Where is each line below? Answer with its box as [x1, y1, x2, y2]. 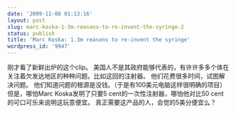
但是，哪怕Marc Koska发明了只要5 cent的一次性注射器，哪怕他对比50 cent [7, 89, 224, 98]
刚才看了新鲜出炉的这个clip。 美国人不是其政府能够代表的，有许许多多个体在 [7, 63, 230, 71]
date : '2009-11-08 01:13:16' [7, 10, 93, 18]
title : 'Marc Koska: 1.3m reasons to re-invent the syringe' [7, 36, 191, 44]
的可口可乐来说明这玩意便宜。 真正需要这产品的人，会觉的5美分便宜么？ [7, 98, 217, 106]
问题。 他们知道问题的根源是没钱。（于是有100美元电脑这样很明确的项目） [13, 81, 227, 88]
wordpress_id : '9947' [7, 43, 71, 50]
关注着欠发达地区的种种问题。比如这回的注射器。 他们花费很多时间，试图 [7, 72, 219, 80]
